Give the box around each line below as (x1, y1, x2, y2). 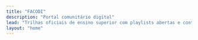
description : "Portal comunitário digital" (6, 14, 115, 20)
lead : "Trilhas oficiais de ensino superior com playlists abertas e (6, 19, 181, 25)
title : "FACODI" (6, 8, 46, 15)
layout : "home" (6, 25, 44, 31)
